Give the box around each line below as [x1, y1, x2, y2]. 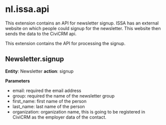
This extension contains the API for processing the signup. [5, 40, 126, 46]
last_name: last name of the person [12, 103, 85, 109]
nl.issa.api [5, 3, 49, 15]
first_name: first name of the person [12, 98, 86, 104]
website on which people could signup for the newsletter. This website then [5, 25, 161, 31]
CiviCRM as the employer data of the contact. [12, 114, 106, 120]
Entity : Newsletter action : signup [5, 68, 74, 74]
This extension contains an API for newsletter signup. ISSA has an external [5, 20, 159, 26]
